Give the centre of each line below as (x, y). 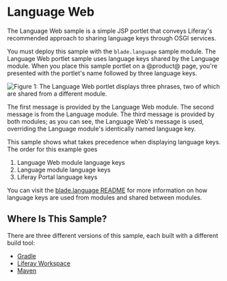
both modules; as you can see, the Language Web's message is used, (106, 121)
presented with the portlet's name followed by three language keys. (102, 73)
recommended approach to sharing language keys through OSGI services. (112, 38)
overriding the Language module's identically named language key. (102, 129)
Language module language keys (64, 170)
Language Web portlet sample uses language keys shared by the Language (113, 58)
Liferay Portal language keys (57, 177)
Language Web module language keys (71, 162)
